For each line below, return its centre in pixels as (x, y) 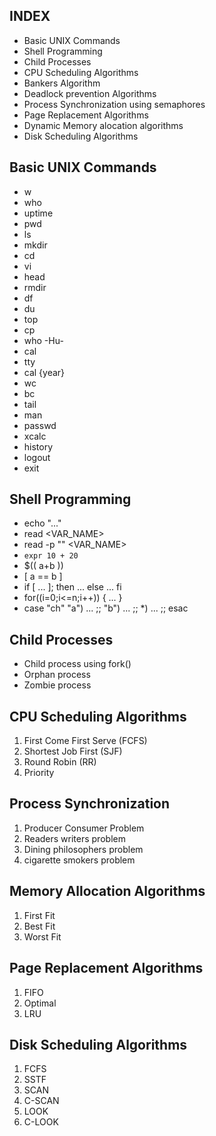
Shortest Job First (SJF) (73, 751)
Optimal (40, 1003)
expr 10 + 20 (51, 556)
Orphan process (57, 675)
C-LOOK (41, 1122)
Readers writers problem (74, 838)
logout (37, 457)
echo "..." (42, 523)
